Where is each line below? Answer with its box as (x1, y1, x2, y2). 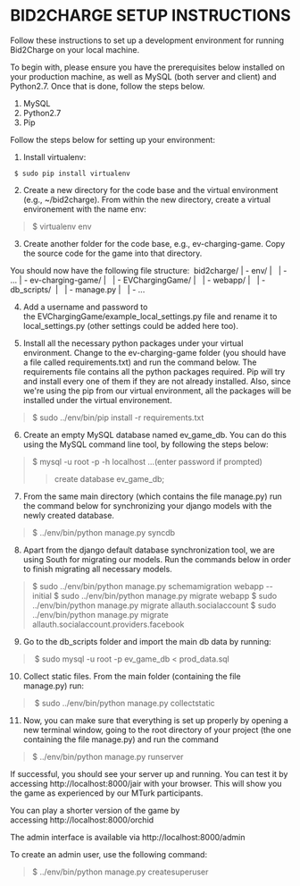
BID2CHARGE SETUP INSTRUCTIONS (10, 5, 291, 26)
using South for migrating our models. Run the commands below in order (22, 553, 291, 564)
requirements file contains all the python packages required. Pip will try (22, 366, 286, 376)
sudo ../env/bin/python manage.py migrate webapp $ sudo (60, 590, 278, 601)
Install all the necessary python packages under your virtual (22, 337, 244, 349)
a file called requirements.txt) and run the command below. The (22, 357, 257, 367)
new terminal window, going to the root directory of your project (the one (22, 724, 292, 735)
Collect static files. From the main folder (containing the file (22, 671, 241, 681)
